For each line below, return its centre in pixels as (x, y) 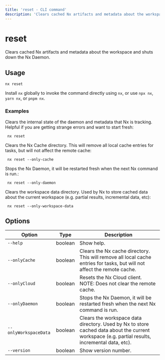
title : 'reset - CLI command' (36, 10)
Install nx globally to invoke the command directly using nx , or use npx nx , (79, 93)
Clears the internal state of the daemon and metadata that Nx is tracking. (79, 122)
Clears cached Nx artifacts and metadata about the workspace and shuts (79, 52)
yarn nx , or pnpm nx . (25, 98)
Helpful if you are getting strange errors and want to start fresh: (69, 127)
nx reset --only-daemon (31, 183)
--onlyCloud (22, 284)
